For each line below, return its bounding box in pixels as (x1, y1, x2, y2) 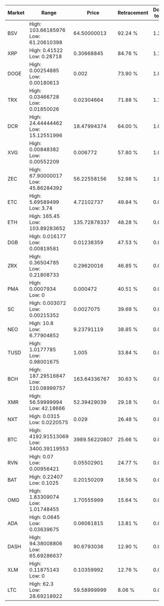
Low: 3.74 (29, 205, 53, 211)
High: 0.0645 (29, 514, 60, 520)
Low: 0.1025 (29, 480, 59, 486)
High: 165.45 (29, 213, 60, 219)
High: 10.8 (29, 320, 54, 326)
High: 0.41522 (29, 47, 63, 53)
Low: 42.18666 (29, 405, 65, 412)
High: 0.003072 (29, 300, 66, 306)
